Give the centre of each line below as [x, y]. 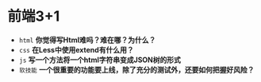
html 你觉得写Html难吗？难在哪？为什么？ [87, 40]
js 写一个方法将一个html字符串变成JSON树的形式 [100, 60]
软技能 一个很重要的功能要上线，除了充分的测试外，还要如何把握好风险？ [136, 69]
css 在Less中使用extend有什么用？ [76, 49]
